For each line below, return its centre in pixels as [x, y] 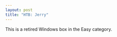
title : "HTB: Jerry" [27, 15]
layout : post [19, 10]
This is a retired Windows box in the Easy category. [59, 29]
